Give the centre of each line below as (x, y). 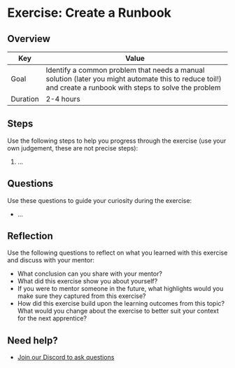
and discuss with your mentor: (51, 260)
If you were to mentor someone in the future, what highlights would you (120, 289)
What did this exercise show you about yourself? (87, 281)
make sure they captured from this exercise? (81, 296)
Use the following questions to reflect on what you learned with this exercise (117, 253)
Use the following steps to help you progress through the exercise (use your (117, 141)
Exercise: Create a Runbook (89, 13)
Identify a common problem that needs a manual (125, 70)
